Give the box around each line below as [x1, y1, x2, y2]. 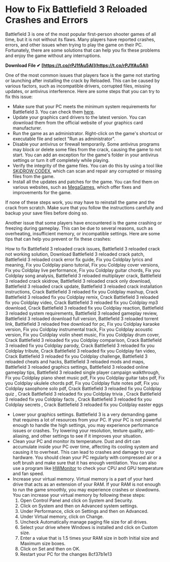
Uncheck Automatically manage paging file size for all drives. [20, 518, 148, 525]
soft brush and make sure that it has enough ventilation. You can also [12, 459, 157, 466]
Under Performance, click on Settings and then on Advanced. [20, 508, 149, 514]
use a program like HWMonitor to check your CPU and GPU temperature [12, 465, 163, 471]
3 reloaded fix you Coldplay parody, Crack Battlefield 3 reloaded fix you [5, 342, 155, 349]
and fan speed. [12, 470, 45, 477]
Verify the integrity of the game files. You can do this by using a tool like [12, 162, 163, 168]
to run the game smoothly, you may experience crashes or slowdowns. [12, 487, 160, 493]
